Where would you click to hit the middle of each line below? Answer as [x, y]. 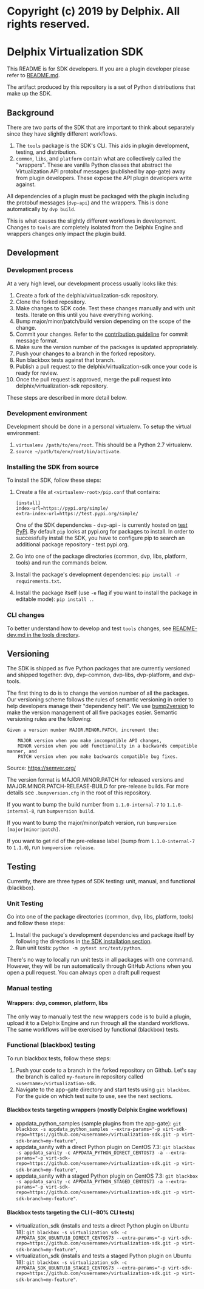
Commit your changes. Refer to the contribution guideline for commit [102, 334]
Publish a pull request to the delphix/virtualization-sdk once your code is [106, 366]
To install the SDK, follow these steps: [54, 480]
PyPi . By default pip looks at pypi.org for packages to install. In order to [105, 532]
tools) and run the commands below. [61, 563]
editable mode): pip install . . [54, 599]
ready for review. [37, 373]
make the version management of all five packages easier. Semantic [92, 712]
